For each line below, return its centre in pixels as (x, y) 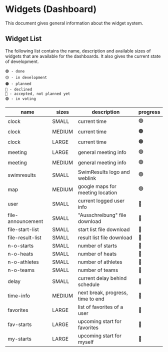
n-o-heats (20, 253)
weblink (87, 178)
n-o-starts (21, 245)
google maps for (97, 186)
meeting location (97, 192)
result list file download (105, 237)
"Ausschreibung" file (102, 215)
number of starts (97, 245)
